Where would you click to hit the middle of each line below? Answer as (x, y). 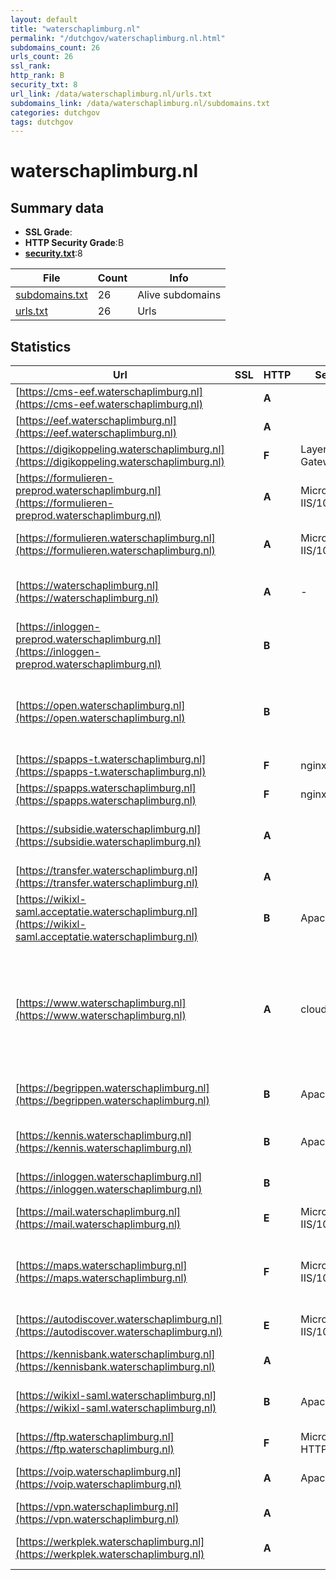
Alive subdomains (179, 295)
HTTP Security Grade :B (74, 243)
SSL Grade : (48, 232)
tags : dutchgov (42, 122)
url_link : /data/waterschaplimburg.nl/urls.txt (111, 94)
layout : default (44, 19)
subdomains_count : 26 (55, 47)
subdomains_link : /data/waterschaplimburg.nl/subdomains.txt (140, 103)
